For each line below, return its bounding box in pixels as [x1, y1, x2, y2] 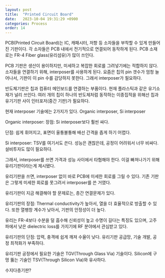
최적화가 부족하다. [10, 240, 45, 246]
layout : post [5, 7, 32, 12]
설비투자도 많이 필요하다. [5, 146, 53, 152]
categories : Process [5, 21, 48, 26]
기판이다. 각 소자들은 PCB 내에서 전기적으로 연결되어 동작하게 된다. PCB [10, 46, 149, 52]
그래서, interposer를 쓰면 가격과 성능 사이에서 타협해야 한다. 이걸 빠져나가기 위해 [5, 157, 160, 163]
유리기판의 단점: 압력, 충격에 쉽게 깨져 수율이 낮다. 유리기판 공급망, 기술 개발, [5, 234, 152, 240]
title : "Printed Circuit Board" [5, 12, 74, 17]
